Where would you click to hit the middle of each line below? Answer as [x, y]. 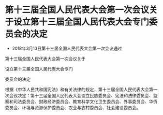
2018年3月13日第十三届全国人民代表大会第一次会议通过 [67, 48]
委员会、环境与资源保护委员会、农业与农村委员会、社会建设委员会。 [73, 107]
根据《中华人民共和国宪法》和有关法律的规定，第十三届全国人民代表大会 [77, 89]
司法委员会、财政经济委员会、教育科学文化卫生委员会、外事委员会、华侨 [85, 101]
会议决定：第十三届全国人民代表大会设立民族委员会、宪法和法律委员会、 [81, 95]
